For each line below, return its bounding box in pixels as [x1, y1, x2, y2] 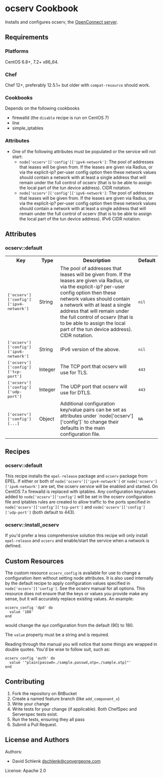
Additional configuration [60, 400, 115, 407]
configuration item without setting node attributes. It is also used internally [5, 575, 154, 581]
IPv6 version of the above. [60, 346, 120, 353]
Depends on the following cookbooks [5, 105, 80, 111]
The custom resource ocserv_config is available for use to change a [5, 570, 141, 576]
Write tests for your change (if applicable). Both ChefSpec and [12, 706, 137, 712]
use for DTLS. [60, 389, 91, 396]
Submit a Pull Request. [12, 721, 57, 727]
